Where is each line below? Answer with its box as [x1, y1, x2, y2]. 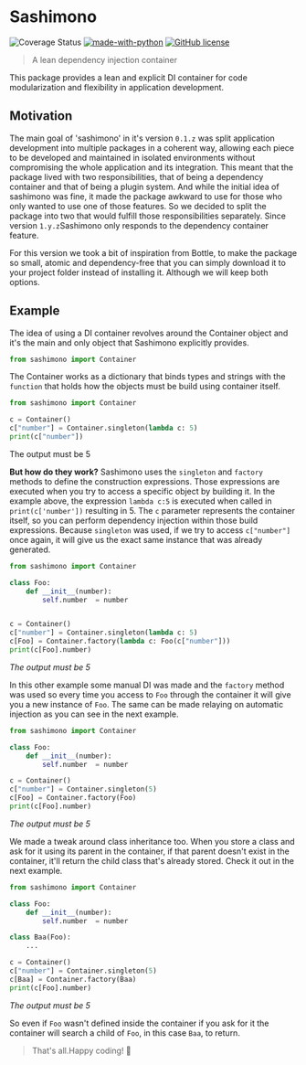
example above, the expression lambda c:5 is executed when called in [9, 495, 272, 506]
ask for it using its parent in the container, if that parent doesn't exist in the [9, 846, 290, 857]
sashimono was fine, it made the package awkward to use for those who [9, 190, 283, 202]
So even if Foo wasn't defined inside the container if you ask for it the [9, 1017, 269, 1028]
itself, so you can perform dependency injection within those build [9, 515, 259, 526]
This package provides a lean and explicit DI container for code [9, 71, 248, 83]
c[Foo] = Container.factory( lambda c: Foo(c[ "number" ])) [9, 637, 231, 646]
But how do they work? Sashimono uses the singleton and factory [9, 466, 263, 477]
